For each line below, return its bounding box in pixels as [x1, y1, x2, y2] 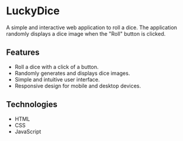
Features [6, 48, 40, 58]
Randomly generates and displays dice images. [14, 70, 130, 77]
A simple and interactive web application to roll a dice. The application [6, 24, 178, 31]
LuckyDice [6, 4, 60, 18]
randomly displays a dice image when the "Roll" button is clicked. [6, 30, 166, 37]
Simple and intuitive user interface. [14, 76, 100, 83]
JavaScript [14, 128, 41, 135]
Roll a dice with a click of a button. [14, 63, 99, 70]
